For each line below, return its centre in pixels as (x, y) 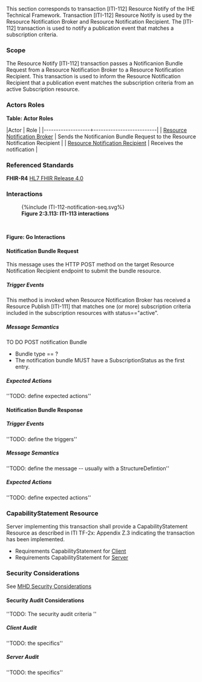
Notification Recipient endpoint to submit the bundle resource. (84, 271)
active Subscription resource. (43, 89)
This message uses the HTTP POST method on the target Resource (90, 265)
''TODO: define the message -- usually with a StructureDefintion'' (88, 468)
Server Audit (23, 657)
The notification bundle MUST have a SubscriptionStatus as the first (100, 360)
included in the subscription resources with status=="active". (83, 313)
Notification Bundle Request (42, 251)
